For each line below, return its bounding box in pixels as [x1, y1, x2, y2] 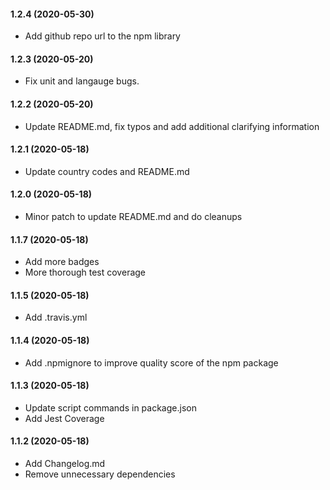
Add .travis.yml [24, 311, 88, 324]
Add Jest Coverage [24, 412, 105, 424]
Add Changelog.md [24, 458, 106, 470]
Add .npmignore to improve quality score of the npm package [24, 356, 279, 369]
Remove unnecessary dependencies [24, 468, 176, 480]
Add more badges [24, 256, 100, 268]
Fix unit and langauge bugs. [24, 75, 140, 87]
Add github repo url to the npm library [24, 30, 181, 42]
